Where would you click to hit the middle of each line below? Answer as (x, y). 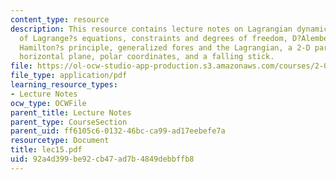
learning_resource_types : (64, 85)
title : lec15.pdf (46, 150)
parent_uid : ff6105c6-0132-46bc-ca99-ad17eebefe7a (118, 131)
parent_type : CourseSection (69, 122)
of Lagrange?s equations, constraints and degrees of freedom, (153, 38)
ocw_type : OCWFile (48, 103)
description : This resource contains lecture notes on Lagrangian (151, 29)
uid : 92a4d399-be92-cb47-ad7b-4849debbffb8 (102, 159)
